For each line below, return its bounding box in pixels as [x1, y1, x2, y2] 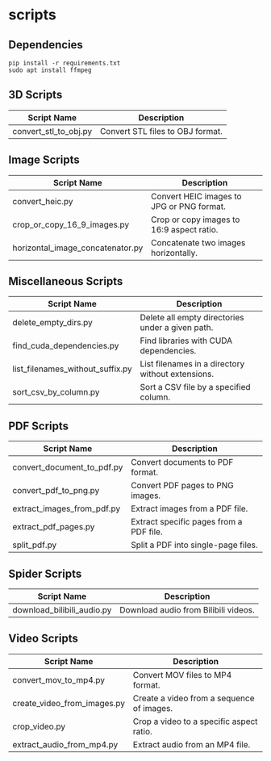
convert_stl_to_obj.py [12, 125, 93, 136]
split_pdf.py [12, 539, 57, 550]
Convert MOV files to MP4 [132, 669, 232, 680]
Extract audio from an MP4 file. [132, 738, 251, 750]
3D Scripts [8, 88, 63, 102]
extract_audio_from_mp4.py [12, 738, 119, 750]
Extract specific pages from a [130, 516, 243, 528]
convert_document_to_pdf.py [12, 462, 123, 473]
